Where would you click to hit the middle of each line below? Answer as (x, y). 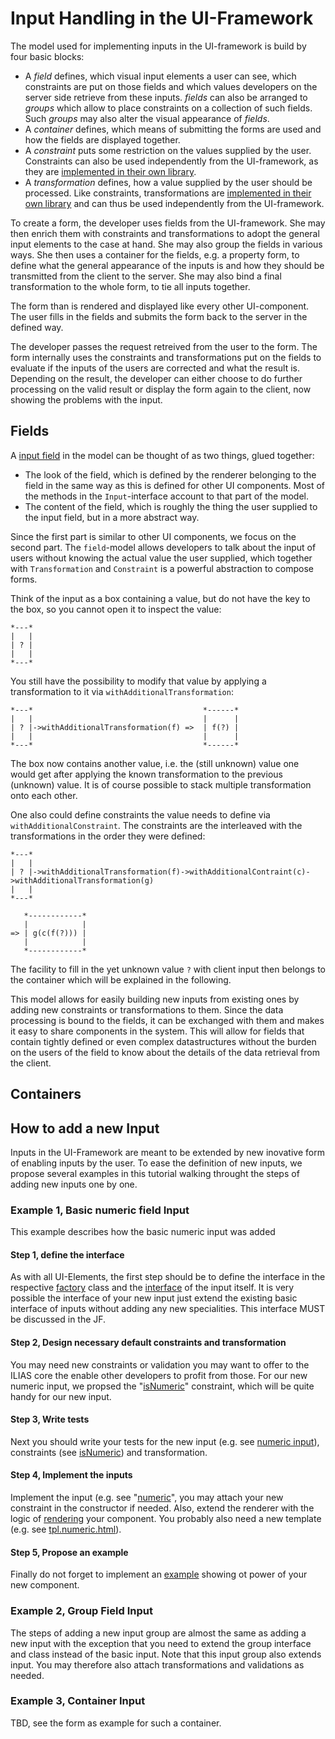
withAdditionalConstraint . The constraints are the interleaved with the (156, 825)
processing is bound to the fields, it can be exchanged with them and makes (167, 1020)
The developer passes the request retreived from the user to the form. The (164, 346)
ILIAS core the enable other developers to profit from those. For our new (159, 1375)
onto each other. (44, 795)
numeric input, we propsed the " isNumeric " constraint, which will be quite (162, 1386)
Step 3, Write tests (50, 1419)
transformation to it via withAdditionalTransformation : (122, 691)
